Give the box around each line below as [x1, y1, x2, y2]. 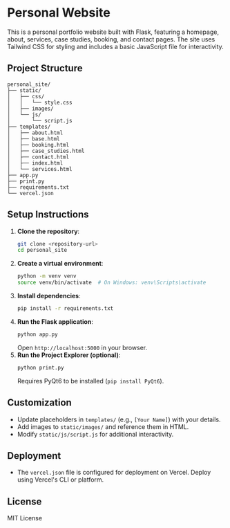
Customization [7, 397, 73, 409]
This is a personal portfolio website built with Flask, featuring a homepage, [7, 28, 220, 36]
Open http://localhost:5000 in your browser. [17, 343, 147, 352]
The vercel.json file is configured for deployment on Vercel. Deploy [17, 468, 211, 477]
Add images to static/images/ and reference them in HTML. [17, 422, 189, 430]
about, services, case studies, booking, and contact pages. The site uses [7, 35, 215, 43]
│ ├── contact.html [7, 154, 70, 161]
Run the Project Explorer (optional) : [17, 351, 121, 359]
